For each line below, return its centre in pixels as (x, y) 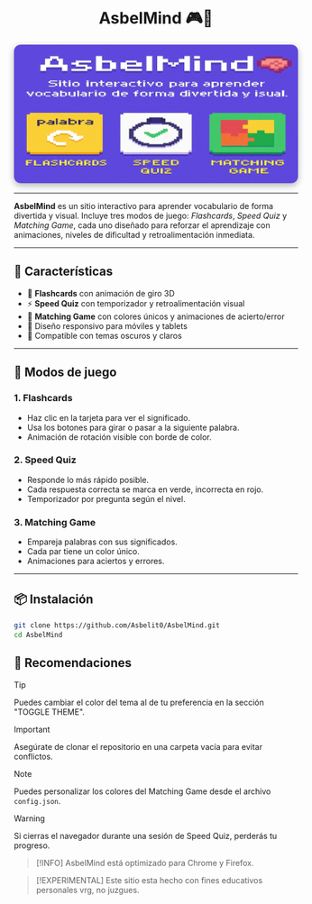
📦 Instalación (54, 599)
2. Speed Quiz (45, 460)
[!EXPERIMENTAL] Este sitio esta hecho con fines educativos (149, 880)
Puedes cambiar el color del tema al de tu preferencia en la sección (139, 702)
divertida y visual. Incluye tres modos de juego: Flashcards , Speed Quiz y (151, 216)
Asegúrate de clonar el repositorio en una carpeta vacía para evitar (138, 746)
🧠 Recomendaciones (73, 663)
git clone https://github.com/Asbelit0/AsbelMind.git (117, 625)
